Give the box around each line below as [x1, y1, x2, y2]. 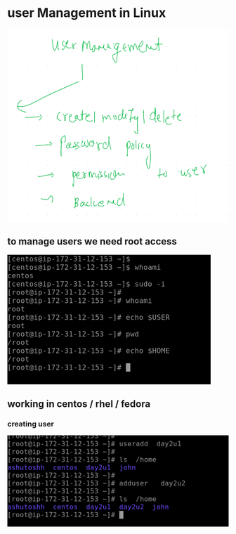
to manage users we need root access [7, 235, 178, 247]
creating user [7, 419, 54, 429]
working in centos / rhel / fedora [7, 398, 151, 410]
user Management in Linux [7, 5, 166, 21]
